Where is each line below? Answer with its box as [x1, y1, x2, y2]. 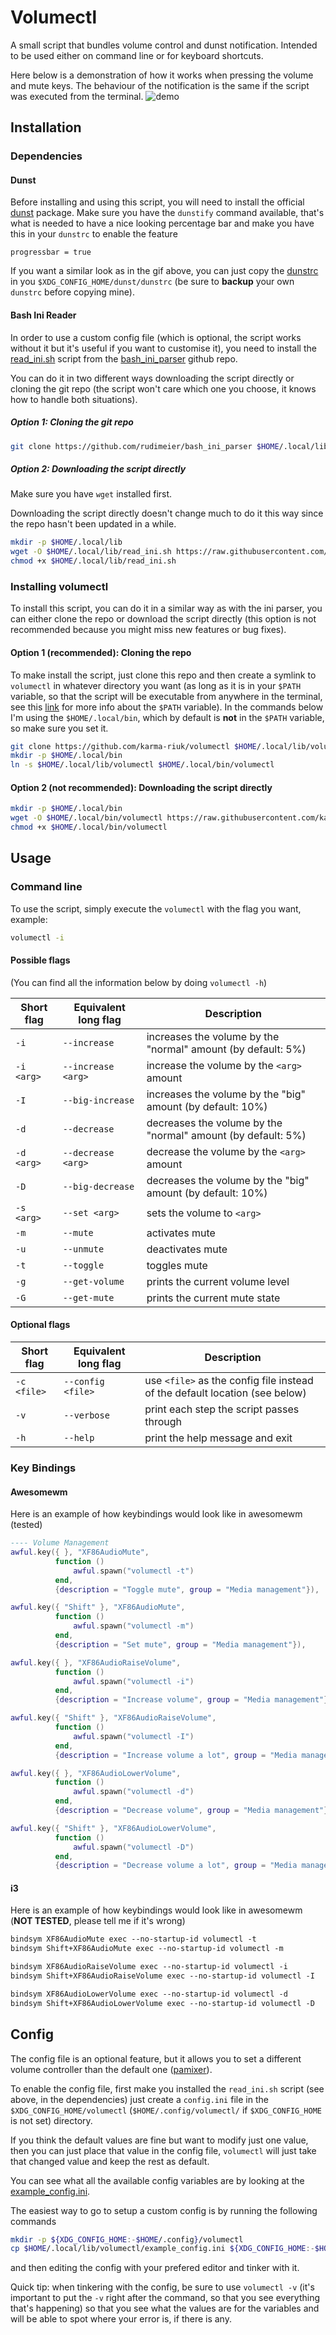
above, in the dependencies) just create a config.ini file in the [10, 2093, 269, 2105]
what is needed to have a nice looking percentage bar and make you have [10, 217, 315, 230]
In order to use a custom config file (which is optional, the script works [10, 331, 302, 343]
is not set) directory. [10, 2114, 93, 2126]
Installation [10, 119, 82, 136]
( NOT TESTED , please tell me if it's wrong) [10, 1915, 186, 1927]
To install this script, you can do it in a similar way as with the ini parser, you [10, 602, 323, 615]
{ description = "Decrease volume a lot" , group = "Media [54, 1861, 298, 1871]
